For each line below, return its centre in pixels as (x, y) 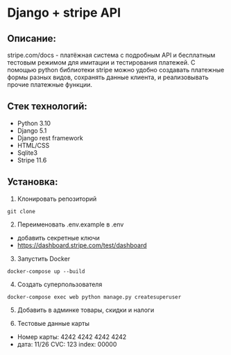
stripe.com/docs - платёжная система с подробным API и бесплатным (111, 55)
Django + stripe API (64, 13)
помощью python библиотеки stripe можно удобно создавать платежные (116, 70)
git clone (22, 211)
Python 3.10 (34, 123)
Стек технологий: (48, 107)
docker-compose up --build (46, 271)
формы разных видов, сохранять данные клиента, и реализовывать (108, 77)
